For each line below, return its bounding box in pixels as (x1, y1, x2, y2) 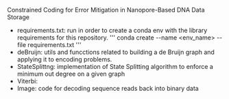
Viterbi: (16, 77, 38, 85)
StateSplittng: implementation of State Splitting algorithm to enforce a (16, 63, 214, 70)
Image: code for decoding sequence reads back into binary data (16, 85, 199, 92)
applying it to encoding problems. (16, 55, 112, 63)
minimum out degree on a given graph (16, 70, 125, 78)
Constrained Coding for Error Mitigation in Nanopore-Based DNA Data (7, 6, 205, 14)
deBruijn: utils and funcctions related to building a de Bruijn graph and (16, 48, 215, 56)
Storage (7, 13, 29, 21)
